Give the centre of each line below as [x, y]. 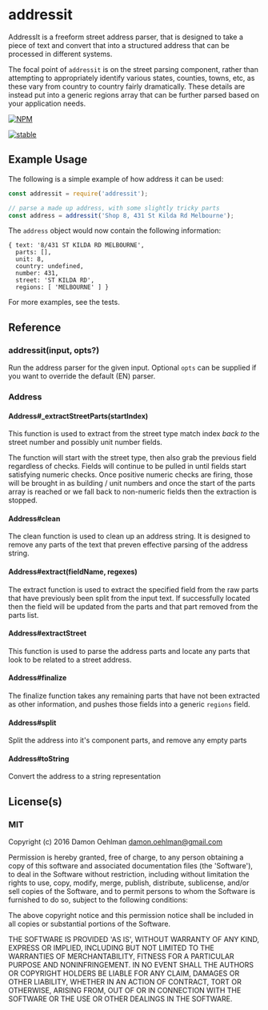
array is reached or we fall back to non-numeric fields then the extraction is [133, 492]
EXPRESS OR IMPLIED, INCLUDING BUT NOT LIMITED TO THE [111, 948]
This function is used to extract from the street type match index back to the [134, 434]
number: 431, [37, 274]
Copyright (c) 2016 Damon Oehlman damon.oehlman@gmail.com [115, 842]
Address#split [32, 723]
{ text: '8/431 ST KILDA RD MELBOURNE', [77, 246]
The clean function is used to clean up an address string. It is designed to [129, 536]
